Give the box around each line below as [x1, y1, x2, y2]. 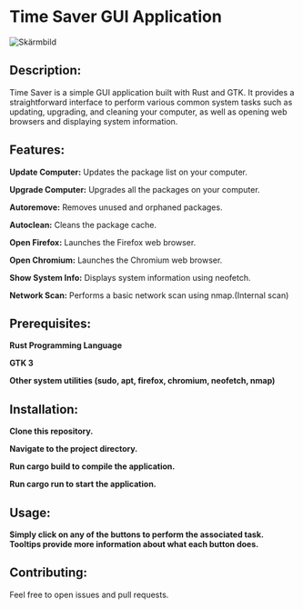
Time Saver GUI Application [9, 6, 223, 27]
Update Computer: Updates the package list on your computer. [9, 166, 247, 177]
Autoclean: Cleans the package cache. [9, 219, 157, 230]
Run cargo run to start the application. [9, 479, 157, 490]
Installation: [9, 402, 79, 417]
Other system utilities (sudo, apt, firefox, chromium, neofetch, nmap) [9, 375, 276, 386]
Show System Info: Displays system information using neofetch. [9, 272, 252, 283]
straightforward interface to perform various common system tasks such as [9, 96, 293, 107]
